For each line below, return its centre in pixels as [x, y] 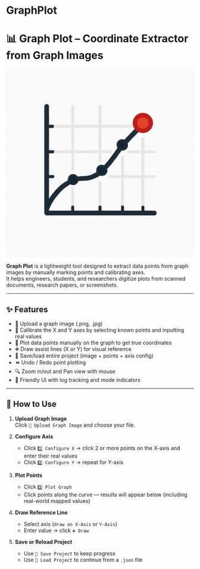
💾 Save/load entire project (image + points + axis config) [84, 356]
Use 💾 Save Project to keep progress [70, 553]
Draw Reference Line [41, 512]
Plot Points [29, 475]
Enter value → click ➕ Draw [56, 530]
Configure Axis [34, 436]
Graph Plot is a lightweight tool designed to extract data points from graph [97, 266]
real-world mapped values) [57, 500]
